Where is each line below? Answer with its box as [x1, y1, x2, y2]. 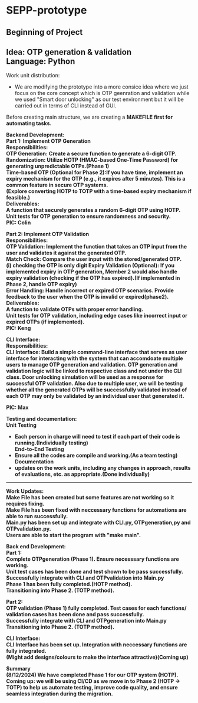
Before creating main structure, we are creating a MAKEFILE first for [6, 113, 173, 121]
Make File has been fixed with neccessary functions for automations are [6, 506, 187, 514]
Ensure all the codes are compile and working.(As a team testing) [14, 452, 178, 459]
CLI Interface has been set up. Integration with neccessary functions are [6, 641, 187, 648]
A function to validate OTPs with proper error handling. [6, 306, 144, 313]
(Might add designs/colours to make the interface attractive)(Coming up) [6, 653, 189, 661]
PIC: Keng [6, 325, 31, 332]
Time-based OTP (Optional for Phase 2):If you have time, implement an [6, 169, 183, 176]
